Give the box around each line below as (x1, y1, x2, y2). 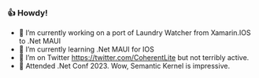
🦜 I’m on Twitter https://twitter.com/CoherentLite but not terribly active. (18, 53, 250, 62)
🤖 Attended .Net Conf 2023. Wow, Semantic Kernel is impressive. (18, 62, 230, 71)
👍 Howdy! (7, 7, 48, 18)
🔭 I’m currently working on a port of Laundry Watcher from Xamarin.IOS (18, 28, 251, 37)
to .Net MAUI (18, 37, 61, 46)
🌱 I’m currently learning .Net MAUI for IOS (18, 44, 155, 54)
